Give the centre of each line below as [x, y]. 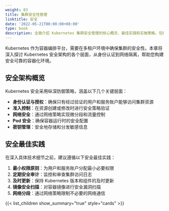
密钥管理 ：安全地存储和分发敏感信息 [50, 127]
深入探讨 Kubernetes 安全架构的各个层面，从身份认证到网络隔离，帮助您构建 [84, 54]
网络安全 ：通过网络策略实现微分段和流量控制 [59, 114]
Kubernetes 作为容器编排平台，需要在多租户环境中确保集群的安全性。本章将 [84, 48]
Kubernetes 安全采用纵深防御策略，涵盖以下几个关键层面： [66, 91]
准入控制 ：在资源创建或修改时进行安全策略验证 [61, 108]
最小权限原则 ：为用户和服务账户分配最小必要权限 [63, 168]
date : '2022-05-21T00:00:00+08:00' [43, 24]
